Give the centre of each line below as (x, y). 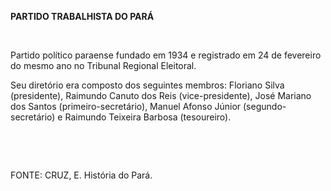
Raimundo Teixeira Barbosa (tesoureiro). (148, 117)
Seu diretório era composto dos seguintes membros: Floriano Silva (147, 85)
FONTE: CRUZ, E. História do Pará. (81, 175)
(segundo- (265, 106)
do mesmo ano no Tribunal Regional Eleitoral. (103, 65)
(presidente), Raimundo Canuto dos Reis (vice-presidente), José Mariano (161, 95)
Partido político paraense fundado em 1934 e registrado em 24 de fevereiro (166, 55)
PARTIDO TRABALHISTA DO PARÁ (82, 16)
